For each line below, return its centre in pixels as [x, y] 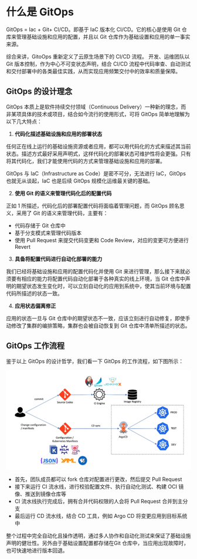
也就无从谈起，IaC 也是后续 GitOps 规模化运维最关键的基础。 [80, 181]
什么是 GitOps [40, 12]
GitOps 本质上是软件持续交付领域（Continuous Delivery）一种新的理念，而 [96, 107]
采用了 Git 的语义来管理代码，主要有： [62, 213]
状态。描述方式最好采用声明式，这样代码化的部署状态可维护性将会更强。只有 [98, 154]
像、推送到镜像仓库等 [40, 494]
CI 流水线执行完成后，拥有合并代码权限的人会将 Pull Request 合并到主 [98, 501]
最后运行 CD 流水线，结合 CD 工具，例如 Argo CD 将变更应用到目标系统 [101, 516]
